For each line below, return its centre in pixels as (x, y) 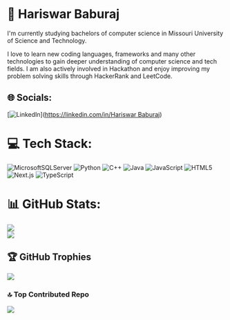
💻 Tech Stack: (50, 143)
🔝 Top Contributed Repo (48, 294)
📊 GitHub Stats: (54, 204)
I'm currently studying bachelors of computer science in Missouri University (115, 33)
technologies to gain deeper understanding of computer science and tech (112, 61)
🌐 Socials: (30, 98)
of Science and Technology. (47, 40)
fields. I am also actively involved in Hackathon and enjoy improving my (109, 68)
